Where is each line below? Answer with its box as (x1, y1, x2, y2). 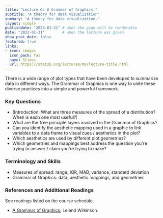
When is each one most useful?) (12, 114, 78, 120)
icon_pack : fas (9, 53, 41, 58)
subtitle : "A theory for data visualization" (5, 12, 100, 17)
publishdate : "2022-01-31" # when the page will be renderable (5, 26, 137, 30)
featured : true (5, 39, 36, 44)
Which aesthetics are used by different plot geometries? (12, 136, 126, 141)
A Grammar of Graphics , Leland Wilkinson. (12, 207, 99, 214)
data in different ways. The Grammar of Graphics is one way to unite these (5, 81, 156, 86)
